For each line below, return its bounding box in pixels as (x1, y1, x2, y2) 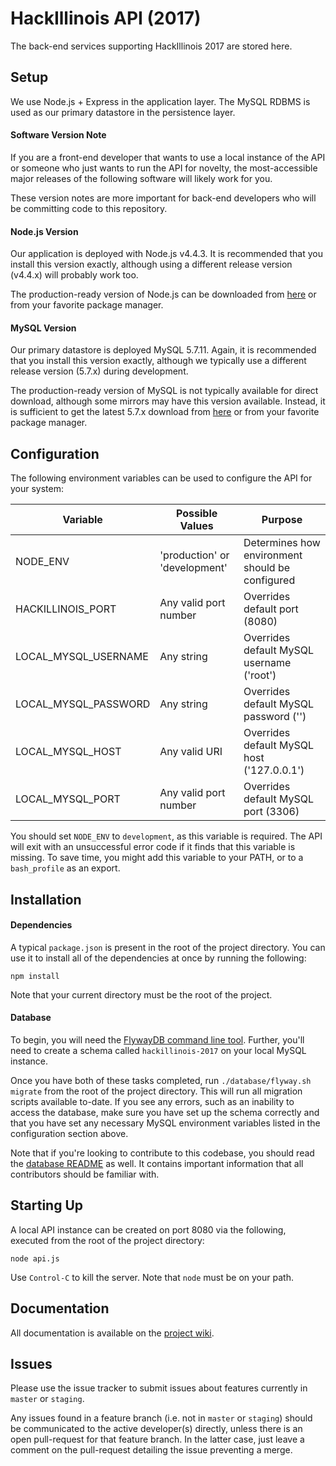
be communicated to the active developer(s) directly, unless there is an (10, 1423, 303, 1435)
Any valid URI (159, 745, 223, 759)
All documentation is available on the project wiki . (10, 1327, 215, 1339)
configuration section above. (10, 1127, 129, 1139)
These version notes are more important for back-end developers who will (10, 192, 317, 204)
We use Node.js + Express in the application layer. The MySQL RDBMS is (10, 95, 311, 107)
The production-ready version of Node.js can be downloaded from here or (10, 288, 317, 301)
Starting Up (10, 1197, 84, 1214)
